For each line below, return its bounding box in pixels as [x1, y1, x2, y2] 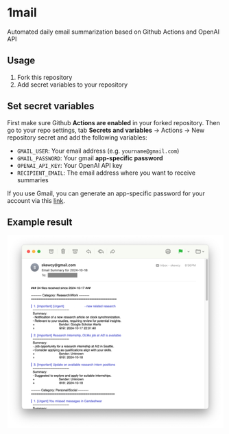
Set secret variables [7, 100, 95, 112]
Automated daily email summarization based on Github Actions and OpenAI [7, 28, 220, 36]
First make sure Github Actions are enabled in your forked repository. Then [7, 118, 221, 127]
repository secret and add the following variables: [7, 133, 147, 142]
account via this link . [7, 196, 65, 204]
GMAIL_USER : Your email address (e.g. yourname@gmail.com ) [16, 147, 180, 155]
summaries [16, 175, 49, 184]
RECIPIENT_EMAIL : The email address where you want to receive [16, 169, 196, 177]
